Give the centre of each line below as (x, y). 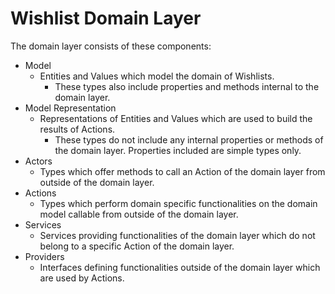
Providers (44, 256)
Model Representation (70, 108)
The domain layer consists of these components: (111, 46)
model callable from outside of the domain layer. (139, 214)
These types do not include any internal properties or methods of (189, 139)
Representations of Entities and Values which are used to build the (176, 118)
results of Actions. (77, 129)
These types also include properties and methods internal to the (187, 86)
